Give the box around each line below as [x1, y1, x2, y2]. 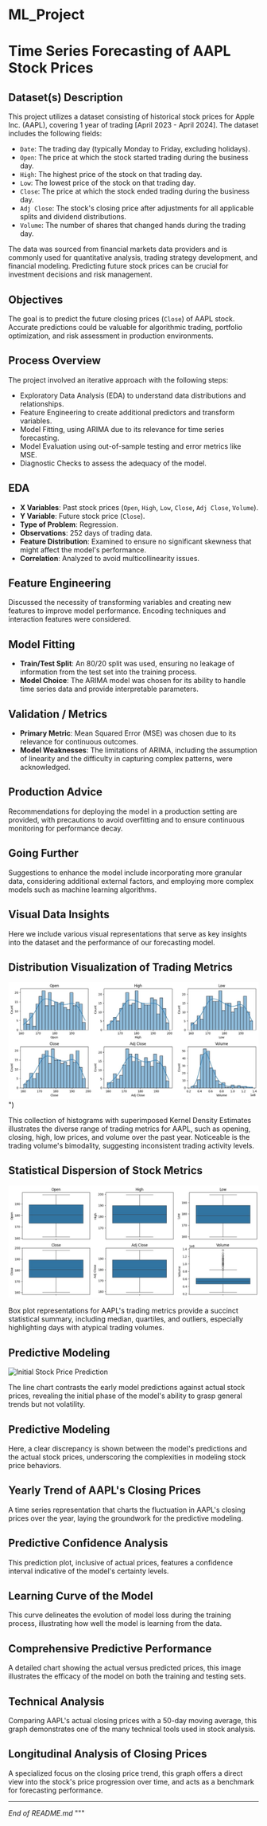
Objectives [8, 293, 64, 306]
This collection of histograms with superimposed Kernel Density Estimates [8, 1116, 252, 1125]
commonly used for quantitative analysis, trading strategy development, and [8, 253, 258, 262]
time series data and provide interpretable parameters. [19, 684, 199, 694]
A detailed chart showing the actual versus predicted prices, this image [8, 1663, 242, 1673]
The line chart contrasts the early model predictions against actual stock [8, 1383, 246, 1392]
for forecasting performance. [8, 1785, 103, 1795]
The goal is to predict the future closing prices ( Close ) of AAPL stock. [8, 314, 235, 324]
